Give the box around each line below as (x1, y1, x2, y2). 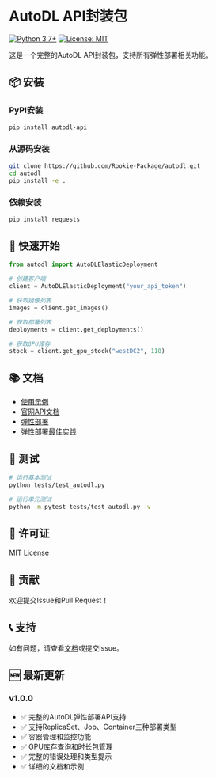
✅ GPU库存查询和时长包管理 (20, 742, 113, 751)
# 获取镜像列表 (9, 297, 52, 305)
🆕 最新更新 (9, 669, 66, 682)
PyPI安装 (9, 104, 44, 116)
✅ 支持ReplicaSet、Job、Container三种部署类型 (20, 722, 177, 731)
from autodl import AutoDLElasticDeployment (9, 260, 158, 269)
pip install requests (9, 215, 81, 223)
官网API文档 (20, 407, 60, 416)
